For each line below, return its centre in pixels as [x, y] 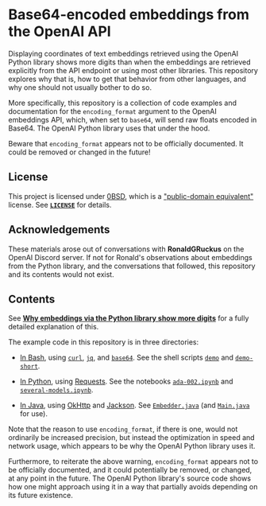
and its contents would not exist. [61, 274]
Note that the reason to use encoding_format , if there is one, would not [123, 429]
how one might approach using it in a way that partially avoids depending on [133, 487]
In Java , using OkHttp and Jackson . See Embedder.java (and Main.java [135, 405]
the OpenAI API [60, 31]
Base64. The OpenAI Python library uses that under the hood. [109, 128]
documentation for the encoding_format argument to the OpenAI [112, 111]
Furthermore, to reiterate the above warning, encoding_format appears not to [133, 461]
